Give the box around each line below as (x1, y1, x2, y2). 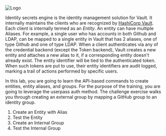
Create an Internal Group (12, 120, 65, 125)
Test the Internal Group (12, 125, 61, 131)
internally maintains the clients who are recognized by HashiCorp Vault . (5, 20, 154, 26)
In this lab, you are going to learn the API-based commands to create (5, 78, 149, 84)
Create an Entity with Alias (12, 109, 68, 115)
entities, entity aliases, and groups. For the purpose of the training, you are (5, 83, 160, 89)
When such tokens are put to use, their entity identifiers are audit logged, (5, 63, 157, 69)
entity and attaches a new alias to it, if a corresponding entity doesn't (5, 52, 149, 58)
